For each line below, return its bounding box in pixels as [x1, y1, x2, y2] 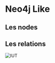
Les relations [5, 39, 46, 48]
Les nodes [5, 23, 38, 31]
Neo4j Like [5, 3, 51, 15]
